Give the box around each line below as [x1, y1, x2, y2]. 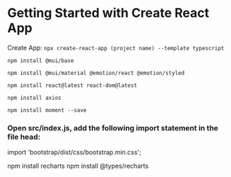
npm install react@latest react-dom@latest [7, 81, 138, 89]
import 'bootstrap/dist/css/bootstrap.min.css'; [7, 148, 141, 156]
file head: [7, 132, 41, 142]
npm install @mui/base [7, 57, 74, 64]
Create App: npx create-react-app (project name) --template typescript [7, 43, 225, 52]
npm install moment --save [7, 106, 87, 114]
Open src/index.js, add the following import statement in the [7, 122, 219, 132]
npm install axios [7, 94, 61, 101]
